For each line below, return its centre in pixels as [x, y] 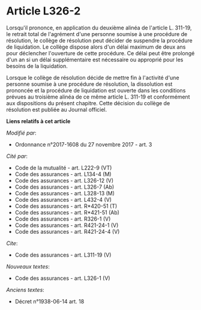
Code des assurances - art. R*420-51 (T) [66, 206]
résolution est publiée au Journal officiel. [57, 109]
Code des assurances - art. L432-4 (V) [63, 199]
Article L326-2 [43, 11]
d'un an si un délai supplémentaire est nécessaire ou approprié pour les [95, 59]
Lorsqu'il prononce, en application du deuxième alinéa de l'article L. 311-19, [99, 28]
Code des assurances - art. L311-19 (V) [63, 255]
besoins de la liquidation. [37, 66]
